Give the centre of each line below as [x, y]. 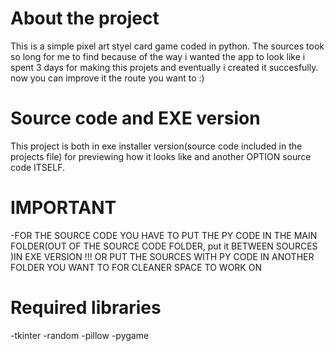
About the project [85, 18]
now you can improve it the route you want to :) [107, 78]
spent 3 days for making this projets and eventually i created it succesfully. [164, 67]
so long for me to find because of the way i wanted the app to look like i [158, 56]
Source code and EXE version [135, 118]
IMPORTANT [63, 208]
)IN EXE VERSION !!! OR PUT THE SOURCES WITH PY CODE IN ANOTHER [162, 256]
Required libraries [86, 308]
